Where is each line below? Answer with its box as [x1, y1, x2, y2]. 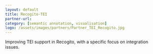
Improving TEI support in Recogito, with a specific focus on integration [5, 39, 149, 45]
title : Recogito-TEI [5, 12, 48, 17]
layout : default [5, 7, 38, 12]
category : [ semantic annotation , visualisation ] [5, 21, 107, 26]
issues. [5, 44, 20, 50]
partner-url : [5, 16, 32, 21]
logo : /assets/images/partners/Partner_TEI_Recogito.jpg [5, 26, 125, 30]
